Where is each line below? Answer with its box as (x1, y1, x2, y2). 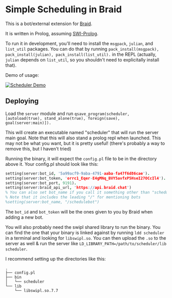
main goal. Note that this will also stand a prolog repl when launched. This (5, 135, 161, 141)
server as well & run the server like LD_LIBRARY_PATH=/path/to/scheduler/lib (5, 240, 167, 246)
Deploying (5, 97, 39, 105)
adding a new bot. (5, 214, 44, 220)
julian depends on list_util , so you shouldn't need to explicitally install (5, 56, 160, 62)
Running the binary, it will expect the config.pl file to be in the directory (5, 155, 157, 162)
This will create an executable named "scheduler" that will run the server (5, 129, 159, 135)
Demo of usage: (5, 72, 39, 78)
